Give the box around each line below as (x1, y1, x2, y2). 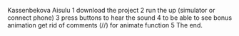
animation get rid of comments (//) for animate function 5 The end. (7, 21, 203, 29)
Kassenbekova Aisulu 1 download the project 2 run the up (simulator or (7, 6, 215, 14)
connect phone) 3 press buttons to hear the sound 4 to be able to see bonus (7, 13, 233, 22)
